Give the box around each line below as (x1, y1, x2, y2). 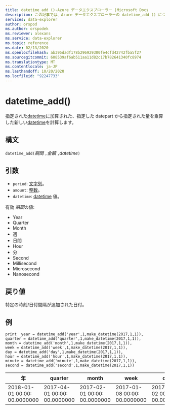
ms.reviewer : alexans (5, 31, 51, 36)
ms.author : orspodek (5, 26, 49, 31)
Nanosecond (12, 271, 39, 277)
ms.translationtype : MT (5, 59, 56, 65)
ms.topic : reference (5, 41, 49, 46)
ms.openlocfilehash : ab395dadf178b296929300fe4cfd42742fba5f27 (5, 50, 142, 55)
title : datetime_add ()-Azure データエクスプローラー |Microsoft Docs (5, 7, 149, 13)
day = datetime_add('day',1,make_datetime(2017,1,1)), (5, 350, 123, 355)
